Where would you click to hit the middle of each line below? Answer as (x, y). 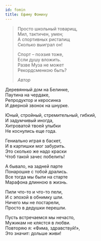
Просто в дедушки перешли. (36, 208)
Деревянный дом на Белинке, (37, 89)
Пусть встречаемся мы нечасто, (40, 217)
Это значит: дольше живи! (33, 233)
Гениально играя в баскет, (33, 141)
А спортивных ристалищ (43, 39)
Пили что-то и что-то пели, (34, 192)
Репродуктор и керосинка (33, 100)
